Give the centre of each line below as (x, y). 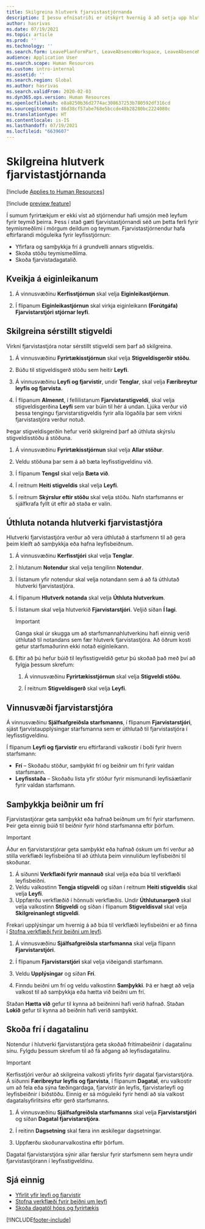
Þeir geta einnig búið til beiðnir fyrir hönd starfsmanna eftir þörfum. (91, 826)
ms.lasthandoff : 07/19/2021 (42, 126)
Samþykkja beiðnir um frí (55, 804)
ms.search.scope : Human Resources (50, 63)
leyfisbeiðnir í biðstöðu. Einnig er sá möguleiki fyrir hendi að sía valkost (95, 1094)
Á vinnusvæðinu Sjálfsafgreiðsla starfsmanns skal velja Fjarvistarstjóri (106, 1112)
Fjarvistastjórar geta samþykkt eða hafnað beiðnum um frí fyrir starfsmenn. (101, 819)
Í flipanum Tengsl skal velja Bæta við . (62, 473)
